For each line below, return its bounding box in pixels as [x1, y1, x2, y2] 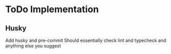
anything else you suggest [5, 43, 61, 49]
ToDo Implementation [5, 4, 99, 15]
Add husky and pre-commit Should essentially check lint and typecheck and [5, 37, 166, 43]
